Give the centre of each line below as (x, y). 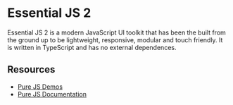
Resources (31, 69)
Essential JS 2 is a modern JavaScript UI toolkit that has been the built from (117, 32)
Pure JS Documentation (52, 94)
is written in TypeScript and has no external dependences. (92, 47)
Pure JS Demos (40, 87)
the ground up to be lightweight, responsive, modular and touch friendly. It (115, 39)
